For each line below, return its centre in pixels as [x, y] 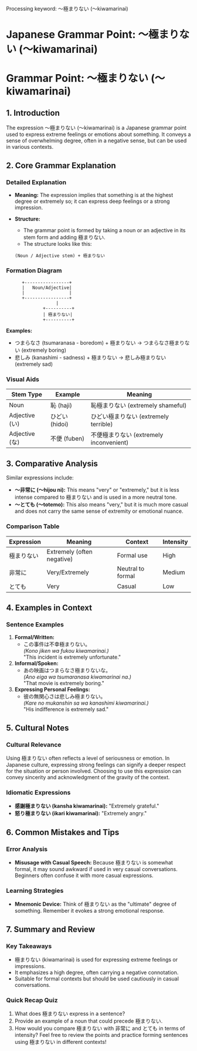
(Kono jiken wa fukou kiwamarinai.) [66, 651]
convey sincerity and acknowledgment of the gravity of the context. [88, 777]
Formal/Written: [34, 638]
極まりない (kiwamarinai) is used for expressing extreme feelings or [96, 959]
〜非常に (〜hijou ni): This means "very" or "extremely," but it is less [97, 490]
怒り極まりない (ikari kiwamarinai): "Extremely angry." [81, 813]
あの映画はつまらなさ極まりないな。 [67, 670]
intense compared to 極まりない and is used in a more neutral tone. [96, 497]
